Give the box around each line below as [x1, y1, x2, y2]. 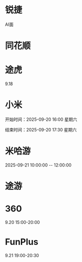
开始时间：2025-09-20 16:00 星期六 [5, 116, 78, 122]
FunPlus [5, 237, 39, 247]
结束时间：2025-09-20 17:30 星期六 [5, 127, 77, 132]
